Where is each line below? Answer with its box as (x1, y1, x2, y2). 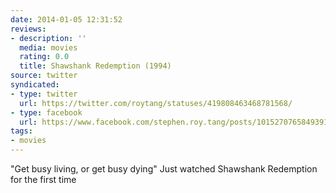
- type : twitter (10, 89, 78, 99)
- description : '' (10, 33, 87, 43)
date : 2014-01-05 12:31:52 (10, 14, 123, 25)
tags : (10, 126, 33, 136)
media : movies (19, 42, 78, 53)
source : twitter (10, 71, 78, 81)
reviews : (10, 24, 47, 34)
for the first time (10, 174, 77, 185)
